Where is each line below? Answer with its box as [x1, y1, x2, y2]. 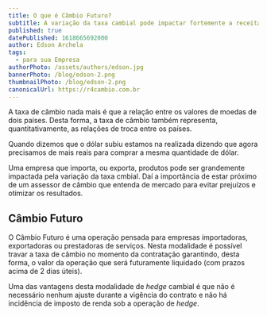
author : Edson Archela [8, 41, 83, 49]
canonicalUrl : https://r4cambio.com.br [8, 85, 141, 94]
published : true [8, 26, 62, 34]
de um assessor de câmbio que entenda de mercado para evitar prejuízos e [8, 180, 256, 190]
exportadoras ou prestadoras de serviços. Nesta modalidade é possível [8, 241, 242, 251]
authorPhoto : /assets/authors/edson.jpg [8, 64, 145, 71]
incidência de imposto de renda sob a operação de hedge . [8, 299, 200, 308]
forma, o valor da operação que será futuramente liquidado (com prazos [8, 258, 245, 268]
